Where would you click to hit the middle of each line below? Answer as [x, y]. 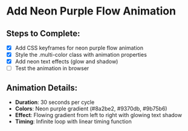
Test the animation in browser [52, 68]
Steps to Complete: [43, 34]
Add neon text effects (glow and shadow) [66, 62]
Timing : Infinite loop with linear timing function [73, 121]
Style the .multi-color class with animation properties [81, 55]
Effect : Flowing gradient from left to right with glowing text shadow [99, 115]
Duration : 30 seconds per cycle [55, 102]
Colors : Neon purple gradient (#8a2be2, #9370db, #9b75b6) [91, 109]
